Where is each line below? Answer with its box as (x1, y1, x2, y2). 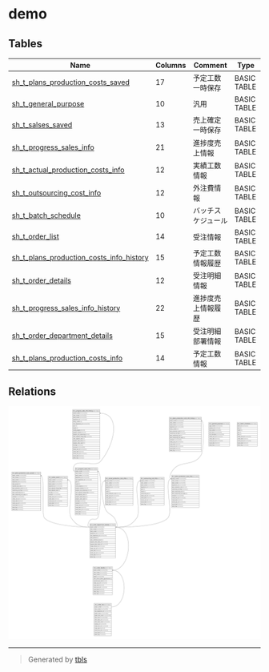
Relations (8, 384, 57, 398)
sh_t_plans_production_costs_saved (11, 78, 130, 87)
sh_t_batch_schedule (11, 210, 82, 220)
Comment (193, 60, 227, 70)
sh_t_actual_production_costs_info (11, 165, 126, 175)
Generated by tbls (27, 654, 88, 664)
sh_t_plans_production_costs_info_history (11, 253, 150, 263)
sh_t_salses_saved (11, 119, 73, 129)
